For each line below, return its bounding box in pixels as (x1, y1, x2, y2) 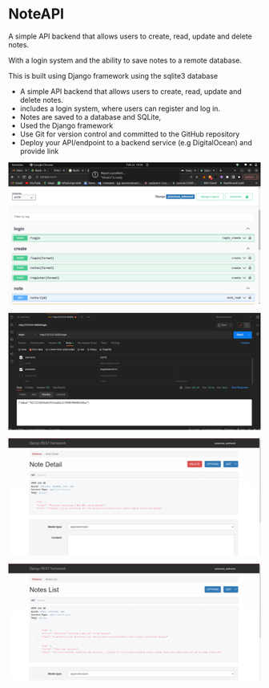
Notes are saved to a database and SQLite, (19, 112, 162, 121)
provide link (19, 146, 59, 156)
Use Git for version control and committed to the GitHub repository (19, 129, 240, 139)
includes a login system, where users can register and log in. (19, 104, 221, 113)
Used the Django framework (19, 120, 114, 130)
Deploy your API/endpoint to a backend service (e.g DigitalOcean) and (19, 137, 252, 147)
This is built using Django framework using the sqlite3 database (8, 71, 219, 80)
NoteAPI (8, 5, 65, 23)
